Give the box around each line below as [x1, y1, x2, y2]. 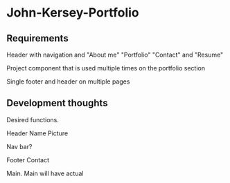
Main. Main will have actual [6, 169, 84, 177]
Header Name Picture [6, 129, 69, 137]
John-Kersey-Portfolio [6, 5, 139, 21]
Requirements [6, 32, 69, 44]
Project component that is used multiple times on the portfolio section [6, 64, 206, 72]
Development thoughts [6, 97, 108, 109]
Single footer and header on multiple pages [6, 77, 130, 86]
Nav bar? [6, 142, 33, 151]
